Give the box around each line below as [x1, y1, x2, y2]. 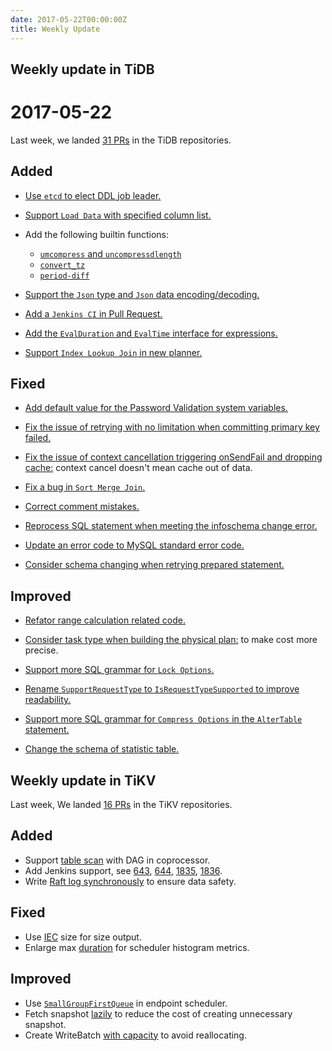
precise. [24, 644, 59, 656]
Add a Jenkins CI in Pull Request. [24, 307, 163, 320]
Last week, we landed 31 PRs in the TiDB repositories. [10, 134, 232, 146]
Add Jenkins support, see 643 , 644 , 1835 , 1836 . [24, 864, 223, 876]
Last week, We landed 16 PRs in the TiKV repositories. [10, 799, 233, 811]
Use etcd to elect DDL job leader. [24, 189, 162, 201]
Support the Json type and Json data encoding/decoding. [24, 288, 260, 300]
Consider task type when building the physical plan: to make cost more [24, 634, 318, 646]
